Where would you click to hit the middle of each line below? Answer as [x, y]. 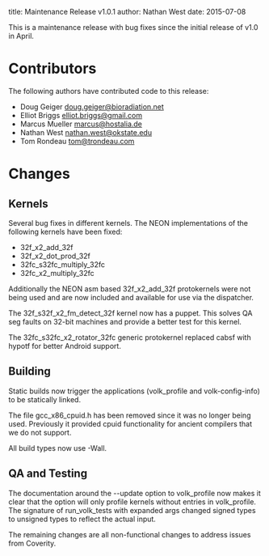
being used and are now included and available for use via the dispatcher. [131, 297]
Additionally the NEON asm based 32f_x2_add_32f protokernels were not [130, 289]
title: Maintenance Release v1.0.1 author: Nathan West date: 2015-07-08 [127, 12]
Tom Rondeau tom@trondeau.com [77, 141]
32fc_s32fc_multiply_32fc [62, 264]
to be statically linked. [45, 399]
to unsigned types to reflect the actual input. [82, 519]
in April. [21, 36]
